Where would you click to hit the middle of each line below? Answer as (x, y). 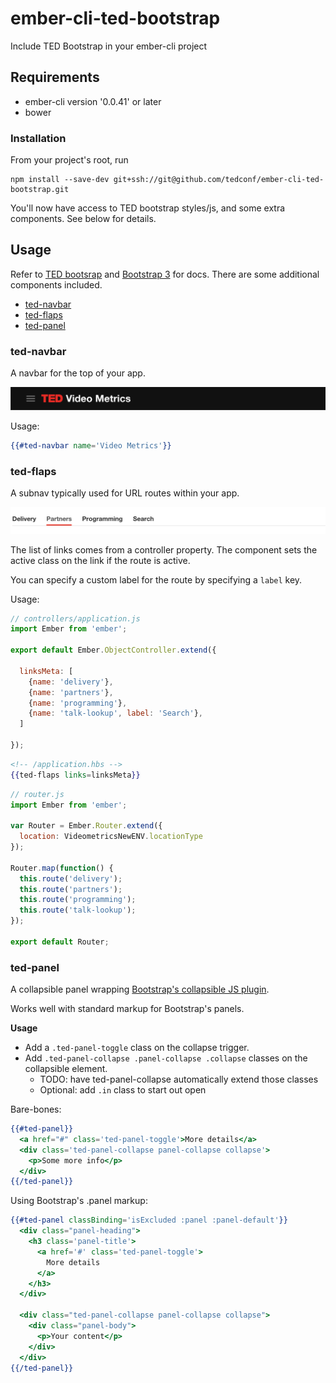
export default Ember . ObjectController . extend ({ (113, 650)
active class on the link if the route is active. (100, 560)
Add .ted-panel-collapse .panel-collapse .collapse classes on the (166, 1058)
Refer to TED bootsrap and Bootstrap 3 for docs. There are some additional (165, 274)
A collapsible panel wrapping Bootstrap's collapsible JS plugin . (140, 989)
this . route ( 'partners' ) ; (71, 889)
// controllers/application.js (75, 618)
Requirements (55, 77)
